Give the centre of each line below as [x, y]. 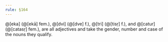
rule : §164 [17, 10]
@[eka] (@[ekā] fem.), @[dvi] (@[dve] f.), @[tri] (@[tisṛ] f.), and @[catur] [80, 24]
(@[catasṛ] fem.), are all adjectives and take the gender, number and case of [84, 29]
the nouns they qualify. [29, 34]
